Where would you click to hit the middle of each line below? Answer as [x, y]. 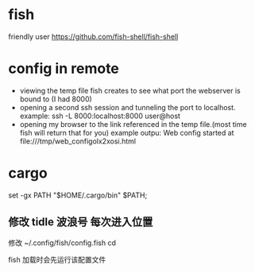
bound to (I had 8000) [56, 99]
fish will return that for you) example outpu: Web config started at [127, 132]
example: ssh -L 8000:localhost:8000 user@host [100, 116]
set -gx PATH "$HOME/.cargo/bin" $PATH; [78, 195]
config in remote [64, 69]
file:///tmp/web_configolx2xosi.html [78, 141]
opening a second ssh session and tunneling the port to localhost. [127, 107]
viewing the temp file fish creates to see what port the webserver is [130, 90]
